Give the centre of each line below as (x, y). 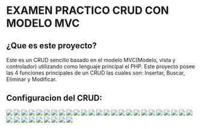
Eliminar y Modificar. (32, 79)
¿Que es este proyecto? (52, 46)
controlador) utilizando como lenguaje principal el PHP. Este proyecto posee (101, 66)
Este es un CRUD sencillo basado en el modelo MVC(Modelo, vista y (91, 60)
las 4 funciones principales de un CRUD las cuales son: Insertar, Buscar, (96, 73)
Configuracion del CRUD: (54, 98)
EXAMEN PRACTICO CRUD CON (88, 11)
